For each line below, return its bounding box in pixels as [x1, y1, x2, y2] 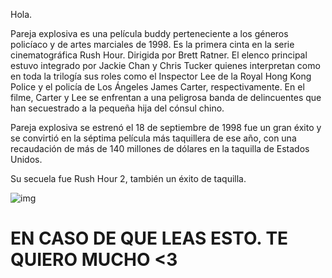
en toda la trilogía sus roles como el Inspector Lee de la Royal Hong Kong [10, 70, 312, 82]
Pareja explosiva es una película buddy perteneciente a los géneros [10, 28, 289, 39]
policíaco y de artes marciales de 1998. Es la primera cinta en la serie [10, 39, 295, 50]
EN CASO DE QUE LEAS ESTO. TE [10, 227, 289, 250]
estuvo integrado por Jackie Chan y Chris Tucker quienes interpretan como [10, 60, 321, 71]
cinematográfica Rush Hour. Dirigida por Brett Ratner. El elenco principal [10, 49, 308, 61]
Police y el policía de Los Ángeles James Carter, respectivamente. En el [10, 81, 305, 93]
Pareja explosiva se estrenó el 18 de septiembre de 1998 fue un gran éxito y [10, 122, 322, 133]
